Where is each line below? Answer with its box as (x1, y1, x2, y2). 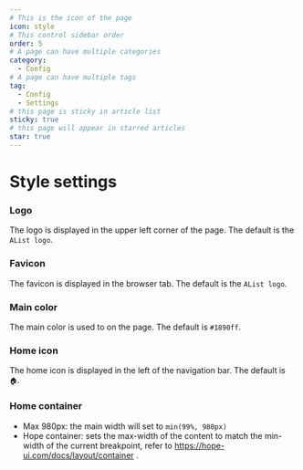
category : (9, 56, 47, 65)
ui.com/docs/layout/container (22, 449, 134, 461)
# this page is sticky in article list (9, 107, 162, 116)
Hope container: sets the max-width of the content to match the (22, 430, 263, 441)
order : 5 (9, 38, 43, 48)
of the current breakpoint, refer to (46, 440, 173, 451)
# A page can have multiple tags (9, 73, 137, 82)
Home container (9, 400, 83, 413)
